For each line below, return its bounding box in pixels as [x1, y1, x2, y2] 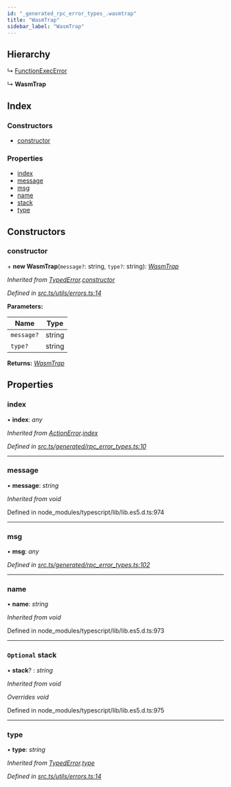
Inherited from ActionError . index [7, 429, 98, 437]
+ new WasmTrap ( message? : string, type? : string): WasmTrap [7, 262, 179, 270]
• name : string [7, 600, 49, 609]
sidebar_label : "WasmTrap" [7, 23, 85, 30]
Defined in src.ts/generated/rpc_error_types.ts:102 [7, 561, 151, 569]
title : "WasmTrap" [7, 17, 60, 23]
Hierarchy [7, 48, 51, 60]
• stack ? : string [7, 666, 54, 674]
